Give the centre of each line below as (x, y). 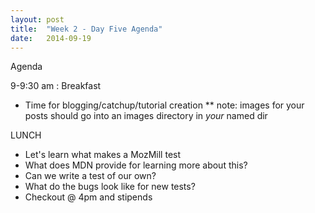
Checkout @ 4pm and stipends (88, 197)
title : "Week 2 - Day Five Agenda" (86, 29)
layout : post (37, 19)
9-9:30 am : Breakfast (56, 86)
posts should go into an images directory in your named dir (146, 116)
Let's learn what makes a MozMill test (103, 155)
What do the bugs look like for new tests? (110, 187)
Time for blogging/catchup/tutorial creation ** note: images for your (164, 105)
